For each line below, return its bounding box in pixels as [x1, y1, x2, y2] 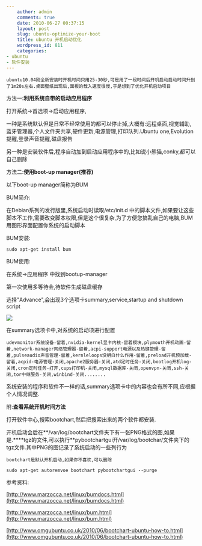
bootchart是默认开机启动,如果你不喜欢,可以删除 [6, 456, 112, 463]
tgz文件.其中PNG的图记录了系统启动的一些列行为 [6, 443, 127, 451]
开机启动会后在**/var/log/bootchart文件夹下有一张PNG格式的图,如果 [6, 428, 175, 436]
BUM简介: [6, 194, 31, 201]
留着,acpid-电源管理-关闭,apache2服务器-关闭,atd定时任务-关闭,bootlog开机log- [6, 358, 192, 364]
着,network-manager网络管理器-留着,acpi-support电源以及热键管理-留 [6, 346, 167, 352]
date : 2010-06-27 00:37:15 [17, 20, 85, 26]
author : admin [17, 8, 52, 15]
